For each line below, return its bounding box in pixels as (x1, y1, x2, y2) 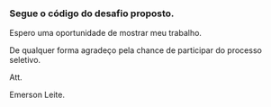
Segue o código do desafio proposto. (9, 7, 175, 20)
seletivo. (9, 55, 41, 66)
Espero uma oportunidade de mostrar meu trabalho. (9, 28, 203, 39)
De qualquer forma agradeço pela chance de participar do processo (9, 45, 263, 56)
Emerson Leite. (9, 89, 66, 101)
